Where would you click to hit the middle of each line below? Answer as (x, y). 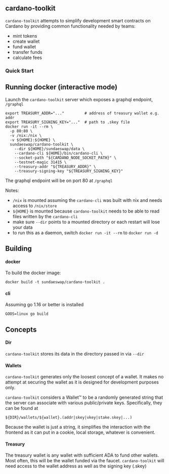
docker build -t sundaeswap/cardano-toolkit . (55, 282)
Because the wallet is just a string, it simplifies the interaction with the (78, 427)
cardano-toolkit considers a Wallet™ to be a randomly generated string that (84, 397)
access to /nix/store (35, 205)
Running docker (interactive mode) (61, 87)
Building (18, 248)
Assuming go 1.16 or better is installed (45, 305)
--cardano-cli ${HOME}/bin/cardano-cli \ (58, 153)
